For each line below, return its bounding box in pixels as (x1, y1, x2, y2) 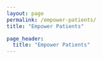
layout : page (6, 10, 44, 17)
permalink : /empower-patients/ (6, 16, 97, 23)
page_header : (6, 35, 44, 42)
